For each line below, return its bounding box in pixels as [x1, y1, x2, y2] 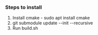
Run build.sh [12, 25, 38, 31]
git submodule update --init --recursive [12, 20, 93, 26]
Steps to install [5, 4, 42, 11]
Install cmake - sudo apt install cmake [12, 15, 90, 21]
